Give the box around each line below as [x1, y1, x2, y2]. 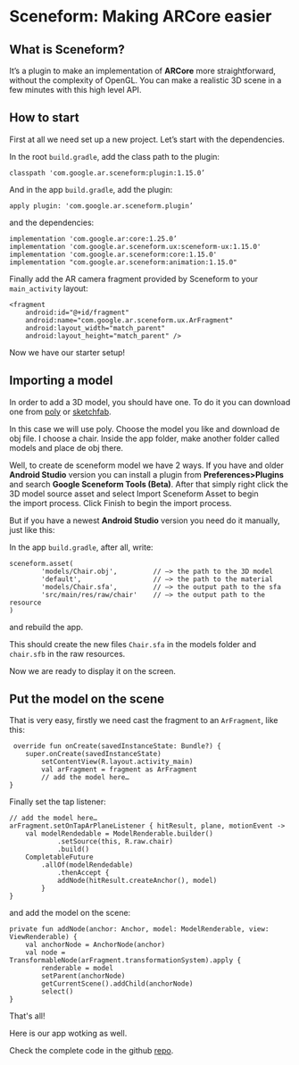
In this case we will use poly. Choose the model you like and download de [9, 423, 280, 434]
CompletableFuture [25, 853, 94, 862]
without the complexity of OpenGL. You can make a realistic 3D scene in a [9, 75, 282, 86]
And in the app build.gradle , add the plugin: [9, 184, 173, 195]
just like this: [9, 524, 55, 535]
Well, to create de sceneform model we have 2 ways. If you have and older [9, 460, 284, 470]
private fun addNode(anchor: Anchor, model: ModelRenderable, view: [9, 925, 270, 934]
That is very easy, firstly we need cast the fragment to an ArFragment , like [9, 715, 278, 726]
